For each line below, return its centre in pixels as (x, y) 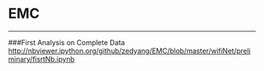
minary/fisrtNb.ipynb (41, 59)
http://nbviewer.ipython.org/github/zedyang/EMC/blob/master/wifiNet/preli (130, 51)
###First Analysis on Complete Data (67, 42)
